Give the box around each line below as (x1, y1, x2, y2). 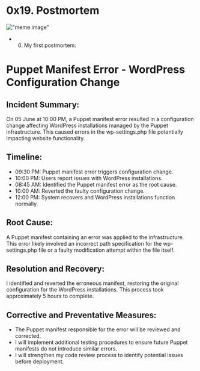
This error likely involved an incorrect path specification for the (6, 240, 162, 247)
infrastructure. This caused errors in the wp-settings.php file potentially (6, 128, 183, 136)
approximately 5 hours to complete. (6, 293, 94, 300)
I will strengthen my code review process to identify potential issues (14, 352, 183, 359)
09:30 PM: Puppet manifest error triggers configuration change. (14, 168, 174, 175)
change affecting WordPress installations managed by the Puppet (6, 122, 169, 129)
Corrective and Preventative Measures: (6, 310, 157, 320)
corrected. (14, 332, 41, 340)
